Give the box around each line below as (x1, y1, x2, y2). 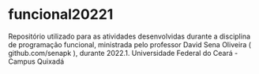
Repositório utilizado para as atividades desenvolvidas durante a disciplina (8, 31, 251, 41)
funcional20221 (8, 6, 114, 24)
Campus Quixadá (8, 57, 65, 66)
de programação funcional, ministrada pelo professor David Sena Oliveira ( (8, 39, 251, 49)
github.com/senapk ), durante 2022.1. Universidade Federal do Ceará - (8, 48, 238, 57)
